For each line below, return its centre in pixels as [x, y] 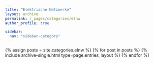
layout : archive [22, 14]
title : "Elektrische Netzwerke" [38, 9]
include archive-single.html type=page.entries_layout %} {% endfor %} [77, 55]
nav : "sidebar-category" [35, 36]
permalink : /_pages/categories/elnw [43, 18]
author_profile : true [27, 23]
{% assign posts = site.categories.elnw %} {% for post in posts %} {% [76, 50]
